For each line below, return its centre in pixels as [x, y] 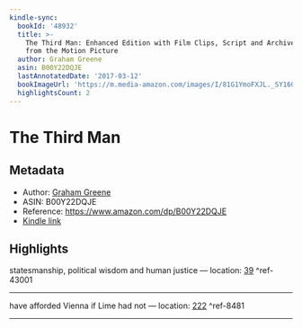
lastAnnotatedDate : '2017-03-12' [80, 76]
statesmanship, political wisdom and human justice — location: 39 [132, 270]
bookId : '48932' [48, 26]
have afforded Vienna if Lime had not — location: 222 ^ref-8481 [127, 306]
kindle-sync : [34, 18]
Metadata [37, 170]
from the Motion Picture [72, 51]
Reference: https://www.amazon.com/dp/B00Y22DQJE [124, 211]
